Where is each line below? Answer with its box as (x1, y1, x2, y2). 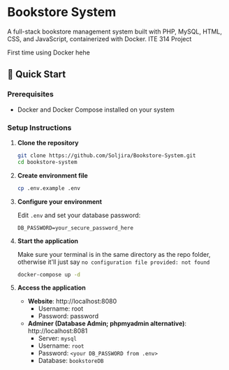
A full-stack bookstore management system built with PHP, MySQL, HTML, (7, 27, 222, 36)
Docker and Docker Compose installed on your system (17, 105, 175, 114)
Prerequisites (7, 89, 54, 99)
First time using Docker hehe (7, 48, 91, 57)
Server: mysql (38, 334, 77, 343)
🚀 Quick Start (7, 68, 66, 80)
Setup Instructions (7, 123, 72, 133)
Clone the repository (17, 138, 79, 147)
